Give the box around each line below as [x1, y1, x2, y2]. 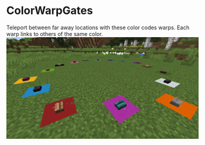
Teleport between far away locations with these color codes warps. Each [6, 24, 190, 31]
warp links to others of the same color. [6, 30, 103, 37]
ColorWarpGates [6, 4, 93, 18]
